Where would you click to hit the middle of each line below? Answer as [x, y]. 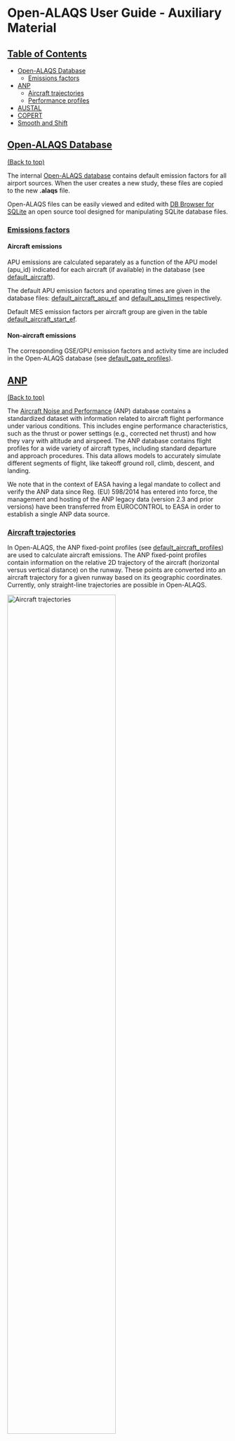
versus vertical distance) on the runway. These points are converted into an [116, 570]
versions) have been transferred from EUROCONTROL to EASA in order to [114, 507]
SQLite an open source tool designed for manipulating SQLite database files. [117, 211]
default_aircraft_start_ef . [42, 319]
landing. [19, 470]
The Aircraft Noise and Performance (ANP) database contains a [99, 411]
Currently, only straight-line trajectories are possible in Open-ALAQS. [107, 585]
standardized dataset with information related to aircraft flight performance [116, 418]
